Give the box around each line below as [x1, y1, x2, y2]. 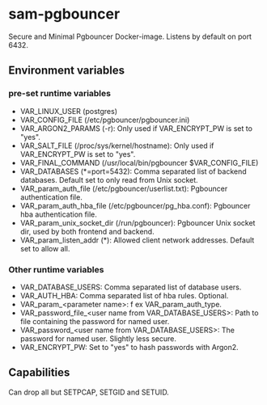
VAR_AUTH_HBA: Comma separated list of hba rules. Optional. [19, 290, 229, 300]
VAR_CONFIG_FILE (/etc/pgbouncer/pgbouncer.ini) [19, 115, 190, 124]
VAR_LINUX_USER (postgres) [19, 106, 117, 116]
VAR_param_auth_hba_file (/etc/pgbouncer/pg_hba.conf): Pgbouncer [19, 200, 251, 210]
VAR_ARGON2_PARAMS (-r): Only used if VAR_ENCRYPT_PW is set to [19, 123, 253, 133]
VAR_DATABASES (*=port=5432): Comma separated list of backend [19, 167, 247, 176]
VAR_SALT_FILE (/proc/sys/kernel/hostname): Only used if [19, 141, 214, 150]
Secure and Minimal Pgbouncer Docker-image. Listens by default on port [8, 32, 252, 41]
